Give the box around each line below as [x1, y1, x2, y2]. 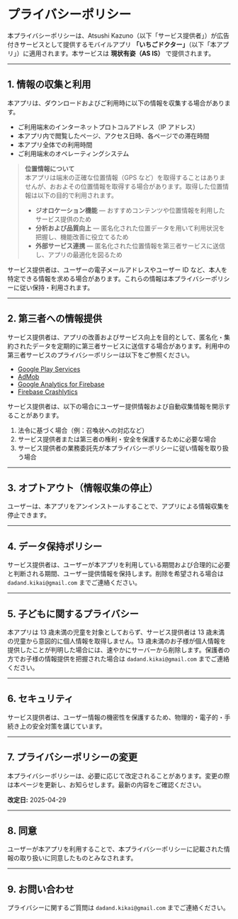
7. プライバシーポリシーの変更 [7, 752, 138, 764]
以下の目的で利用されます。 [37, 191, 118, 199]
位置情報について [24, 164, 75, 172]
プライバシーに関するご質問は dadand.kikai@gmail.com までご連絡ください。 [7, 903, 230, 912]
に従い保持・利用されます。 [13, 283, 94, 292]
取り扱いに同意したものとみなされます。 [19, 854, 137, 862]
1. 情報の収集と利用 [7, 79, 91, 91]
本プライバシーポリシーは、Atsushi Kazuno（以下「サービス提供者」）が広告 [7, 31, 230, 40]
